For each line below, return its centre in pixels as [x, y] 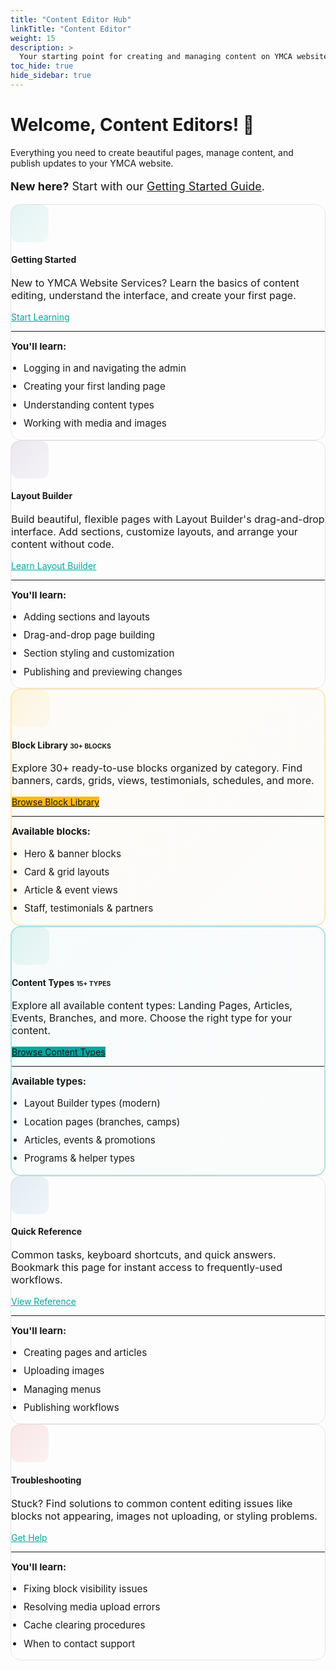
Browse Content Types [58, 1052]
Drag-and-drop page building [89, 635]
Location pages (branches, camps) [102, 1121]
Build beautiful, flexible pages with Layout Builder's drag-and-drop [168, 519]
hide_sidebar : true [51, 76]
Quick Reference [47, 1232]
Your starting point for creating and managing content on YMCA [156, 57]
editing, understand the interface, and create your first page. [154, 296]
